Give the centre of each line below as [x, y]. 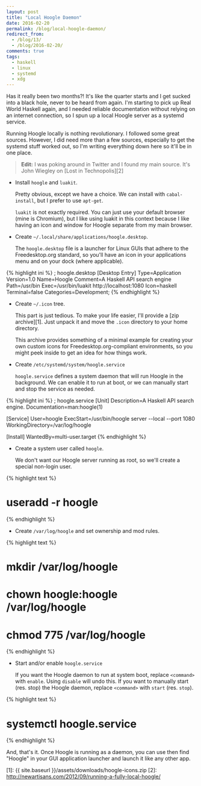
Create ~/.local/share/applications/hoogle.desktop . [82, 237]
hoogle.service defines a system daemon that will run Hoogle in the [99, 376]
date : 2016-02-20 [28, 23]
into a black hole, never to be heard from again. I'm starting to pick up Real [99, 102]
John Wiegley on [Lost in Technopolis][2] [72, 171]
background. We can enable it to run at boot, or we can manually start [101, 383]
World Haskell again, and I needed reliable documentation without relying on [101, 109]
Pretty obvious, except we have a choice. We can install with [90, 194]
